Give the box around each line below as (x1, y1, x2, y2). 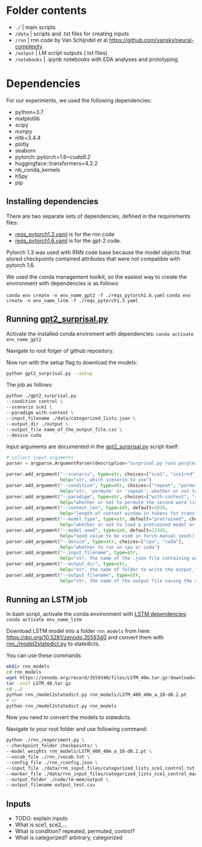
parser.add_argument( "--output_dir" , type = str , (6, 561, 128, 567)
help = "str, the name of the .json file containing (60, 556, 189, 562)
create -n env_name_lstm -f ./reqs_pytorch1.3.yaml (6, 297, 138, 303)
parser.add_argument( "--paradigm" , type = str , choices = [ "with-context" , (6, 493, 189, 500)
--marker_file (6, 770, 42, 777)
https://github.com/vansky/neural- (109, 36, 194, 43)
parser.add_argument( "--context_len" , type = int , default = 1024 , (6, 505, 168, 511)
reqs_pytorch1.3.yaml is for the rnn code (14, 230, 115, 238)
